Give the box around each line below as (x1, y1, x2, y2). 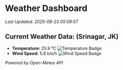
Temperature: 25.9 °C (12, 45, 56, 51)
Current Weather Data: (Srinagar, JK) (5, 33, 119, 41)
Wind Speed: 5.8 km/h (12, 50, 57, 56)
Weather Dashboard (5, 3, 88, 14)
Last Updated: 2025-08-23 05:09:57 (5, 19, 78, 24)
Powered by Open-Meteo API (5, 59, 64, 65)
